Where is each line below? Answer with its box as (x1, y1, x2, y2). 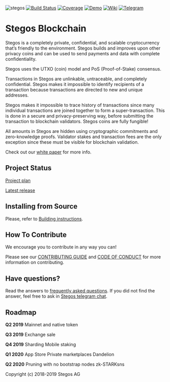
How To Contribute (5, 230, 67, 239)
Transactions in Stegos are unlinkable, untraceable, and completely (5, 76, 147, 82)
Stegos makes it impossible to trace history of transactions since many (5, 102, 155, 108)
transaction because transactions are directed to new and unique (5, 86, 143, 93)
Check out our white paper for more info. (5, 149, 92, 155)
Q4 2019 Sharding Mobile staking (5, 342, 76, 347)
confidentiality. (5, 56, 37, 62)
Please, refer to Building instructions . (5, 215, 83, 222)
